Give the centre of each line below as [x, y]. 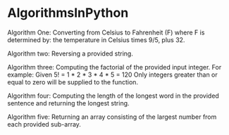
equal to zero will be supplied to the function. [73, 82]
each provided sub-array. [44, 124]
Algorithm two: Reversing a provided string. [70, 53]
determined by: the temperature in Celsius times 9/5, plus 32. [96, 39]
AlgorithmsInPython [68, 13]
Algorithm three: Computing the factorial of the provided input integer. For [114, 67]
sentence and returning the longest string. [68, 103]
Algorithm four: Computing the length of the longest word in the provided [113, 96]
